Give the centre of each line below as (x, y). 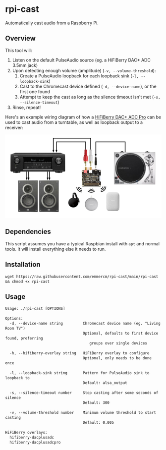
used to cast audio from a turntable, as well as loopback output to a (74, 122)
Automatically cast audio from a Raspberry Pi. (52, 23)
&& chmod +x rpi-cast (28, 281)
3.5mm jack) (25, 65)
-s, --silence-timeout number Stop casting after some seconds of (84, 393)
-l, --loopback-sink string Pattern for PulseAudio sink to (80, 373)
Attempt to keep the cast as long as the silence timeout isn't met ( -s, (90, 97)
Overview (21, 38)
